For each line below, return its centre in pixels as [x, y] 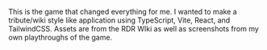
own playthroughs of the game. [60, 37]
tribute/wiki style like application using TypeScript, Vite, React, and [119, 20]
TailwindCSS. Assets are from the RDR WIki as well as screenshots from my [134, 29]
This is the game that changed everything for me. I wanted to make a [123, 12]
